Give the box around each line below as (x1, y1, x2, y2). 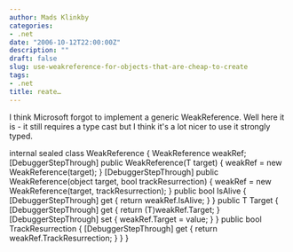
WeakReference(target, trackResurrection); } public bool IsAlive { (9, 185, 247, 196)
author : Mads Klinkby (9, 12, 90, 22)
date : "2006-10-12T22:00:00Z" (9, 37, 122, 47)
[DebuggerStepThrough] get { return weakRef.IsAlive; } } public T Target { (9, 194, 279, 205)
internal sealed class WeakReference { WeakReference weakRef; (9, 147, 247, 158)
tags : (9, 71, 29, 80)
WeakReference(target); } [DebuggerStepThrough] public (9, 166, 219, 177)
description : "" (9, 46, 69, 55)
